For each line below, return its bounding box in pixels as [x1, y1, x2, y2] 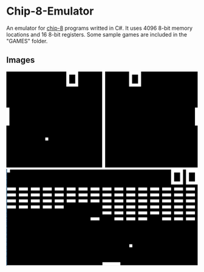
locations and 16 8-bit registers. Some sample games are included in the [6, 30, 187, 38]
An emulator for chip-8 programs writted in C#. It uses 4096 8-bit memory [6, 24, 193, 32]
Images [6, 55, 35, 65]
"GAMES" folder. [6, 37, 48, 44]
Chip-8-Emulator [6, 4, 94, 18]
